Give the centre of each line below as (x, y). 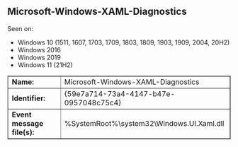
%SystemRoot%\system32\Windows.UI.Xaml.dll (144, 123)
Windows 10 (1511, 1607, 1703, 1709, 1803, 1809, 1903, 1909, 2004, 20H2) (124, 42)
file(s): (23, 132)
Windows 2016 (39, 49)
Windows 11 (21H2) (45, 65)
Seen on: (21, 28)
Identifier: (29, 98)
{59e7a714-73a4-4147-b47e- (120, 93)
